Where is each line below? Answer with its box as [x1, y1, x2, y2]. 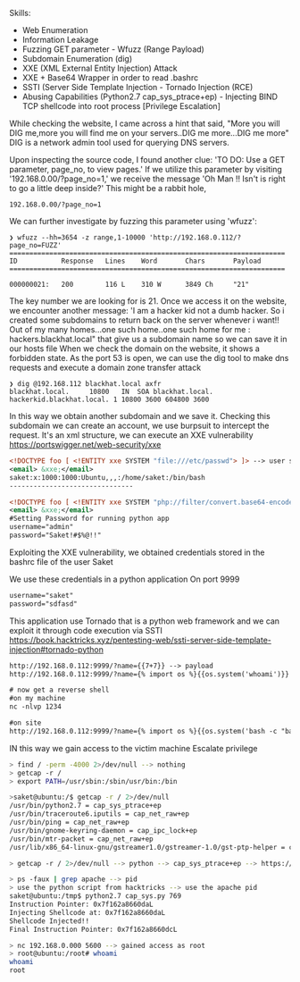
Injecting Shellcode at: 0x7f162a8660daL [9, 908, 166, 917]
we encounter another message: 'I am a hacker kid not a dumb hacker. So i [9, 306, 285, 315]
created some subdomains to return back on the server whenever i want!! [9, 315, 279, 325]
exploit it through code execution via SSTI [9, 625, 163, 635]
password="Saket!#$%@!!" [9, 531, 102, 540]
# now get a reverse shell [9, 685, 110, 695]
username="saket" [9, 591, 74, 600]
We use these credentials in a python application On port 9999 [9, 574, 240, 584]
